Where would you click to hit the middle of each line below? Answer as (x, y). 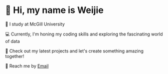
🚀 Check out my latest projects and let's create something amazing (74, 51)
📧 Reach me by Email (27, 66)
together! (15, 56)
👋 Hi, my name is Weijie (54, 10)
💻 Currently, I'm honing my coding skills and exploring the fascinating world (84, 34)
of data (13, 41)
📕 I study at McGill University (35, 24)
